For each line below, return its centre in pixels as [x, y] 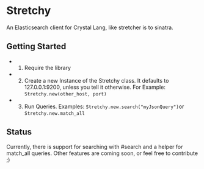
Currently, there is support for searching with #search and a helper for [95, 147]
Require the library [48, 67]
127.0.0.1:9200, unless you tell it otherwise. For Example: [95, 87]
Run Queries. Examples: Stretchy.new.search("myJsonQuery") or [104, 106]
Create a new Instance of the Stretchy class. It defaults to [97, 80]
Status [19, 132]
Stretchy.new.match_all [55, 113]
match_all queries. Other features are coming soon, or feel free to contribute [102, 153]
